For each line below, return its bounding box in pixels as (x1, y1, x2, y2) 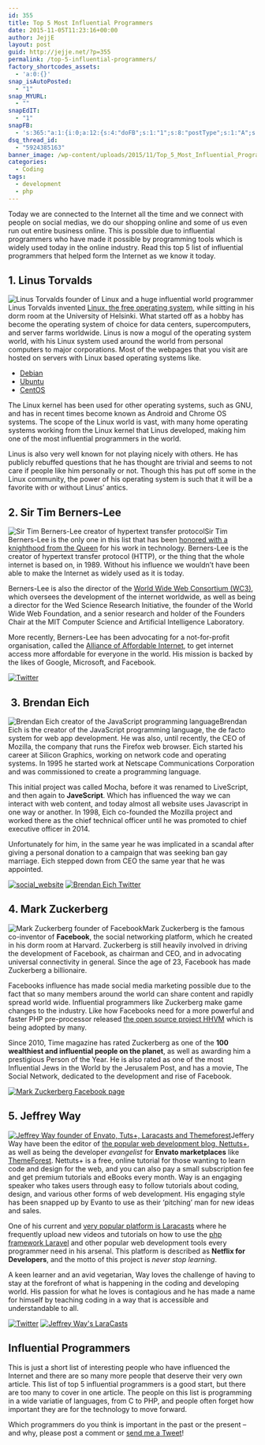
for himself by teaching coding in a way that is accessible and (8, 1294, 209, 1305)
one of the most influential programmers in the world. (8, 434, 181, 444)
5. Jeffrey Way (8, 1109, 81, 1123)
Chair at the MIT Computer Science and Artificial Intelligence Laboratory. (8, 617, 244, 627)
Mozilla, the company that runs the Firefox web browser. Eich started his (8, 742, 243, 751)
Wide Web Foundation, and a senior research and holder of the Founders (8, 609, 245, 619)
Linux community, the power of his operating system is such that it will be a (8, 475, 253, 484)
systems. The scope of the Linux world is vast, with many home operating (8, 417, 248, 426)
